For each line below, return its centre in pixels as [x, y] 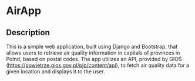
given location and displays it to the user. [56, 71]
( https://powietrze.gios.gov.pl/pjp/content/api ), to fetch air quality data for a [98, 65]
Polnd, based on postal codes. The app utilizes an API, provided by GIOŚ [94, 59]
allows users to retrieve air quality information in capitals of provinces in [93, 53]
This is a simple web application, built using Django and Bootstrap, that [92, 46]
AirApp [24, 11]
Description [28, 33]
